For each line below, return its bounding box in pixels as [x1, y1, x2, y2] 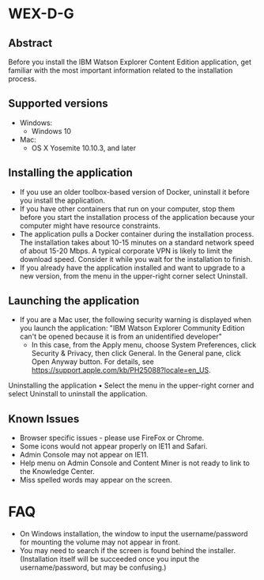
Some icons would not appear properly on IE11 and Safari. [19, 442, 208, 451]
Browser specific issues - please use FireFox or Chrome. [19, 433, 205, 443]
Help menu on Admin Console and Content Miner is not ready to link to [19, 458, 251, 468]
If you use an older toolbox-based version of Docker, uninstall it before [19, 187, 251, 196]
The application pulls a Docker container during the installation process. [19, 229, 255, 238]
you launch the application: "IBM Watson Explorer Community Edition [19, 324, 245, 333]
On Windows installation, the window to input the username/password [19, 529, 248, 539]
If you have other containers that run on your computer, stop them [19, 203, 236, 214]
